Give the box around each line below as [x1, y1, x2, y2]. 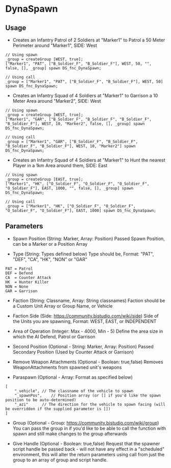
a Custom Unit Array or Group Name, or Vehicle [12, 302, 113, 309]
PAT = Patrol [5, 266, 33, 271]
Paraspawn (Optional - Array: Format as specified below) [12, 374, 133, 380]
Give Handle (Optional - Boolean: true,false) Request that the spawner [12, 440, 160, 447]
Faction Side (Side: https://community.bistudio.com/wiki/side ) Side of [12, 313, 159, 319]
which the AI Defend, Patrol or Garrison [12, 333, 95, 340]
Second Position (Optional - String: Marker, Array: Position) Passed [12, 343, 154, 349]
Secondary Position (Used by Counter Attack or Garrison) [12, 348, 134, 355]
